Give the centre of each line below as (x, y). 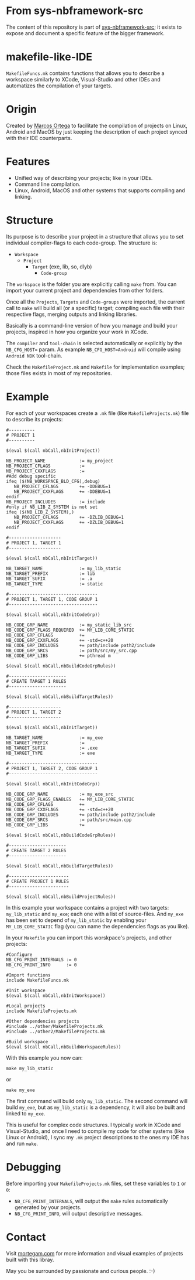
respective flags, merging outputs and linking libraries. (72, 314)
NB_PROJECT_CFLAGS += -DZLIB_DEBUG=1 (69, 517)
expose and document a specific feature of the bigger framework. (86, 33)
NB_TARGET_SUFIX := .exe (52, 748)
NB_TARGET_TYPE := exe (51, 753)
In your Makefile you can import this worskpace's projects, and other (89, 937)
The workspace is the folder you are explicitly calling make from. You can (91, 284)
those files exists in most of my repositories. (59, 373)
